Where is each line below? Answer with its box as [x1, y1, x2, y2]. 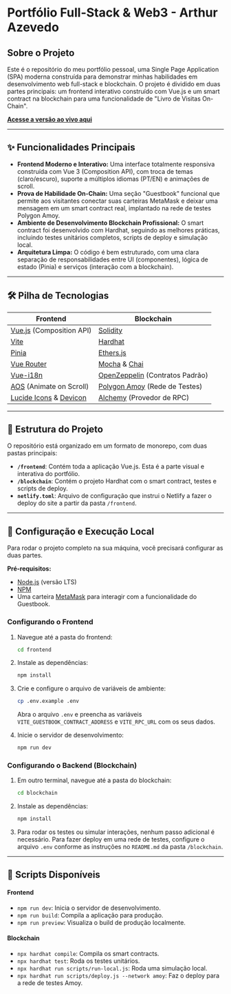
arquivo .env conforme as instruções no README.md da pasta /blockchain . [16, 843, 223, 851]
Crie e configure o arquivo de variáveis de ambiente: [16, 684, 166, 693]
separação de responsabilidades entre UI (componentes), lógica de [16, 255, 208, 264]
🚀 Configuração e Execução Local [7, 526, 155, 537]
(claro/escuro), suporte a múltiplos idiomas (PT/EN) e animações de [16, 175, 210, 183]
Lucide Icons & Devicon [10, 392, 87, 402]
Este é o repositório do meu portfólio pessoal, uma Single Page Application [7, 66, 219, 73]
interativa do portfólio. [16, 470, 80, 478]
